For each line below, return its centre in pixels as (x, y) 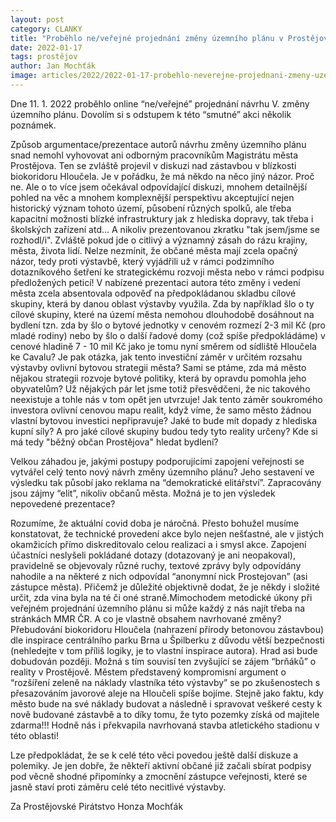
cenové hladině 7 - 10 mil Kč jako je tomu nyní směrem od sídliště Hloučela (163, 346)
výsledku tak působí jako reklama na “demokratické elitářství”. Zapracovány (166, 482)
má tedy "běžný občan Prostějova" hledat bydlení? (114, 442)
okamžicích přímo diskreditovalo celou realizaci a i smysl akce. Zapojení (158, 544)
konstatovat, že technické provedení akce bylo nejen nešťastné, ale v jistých (167, 533)
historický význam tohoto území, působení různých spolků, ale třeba (151, 208)
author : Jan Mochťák (53, 66)
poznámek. (33, 125)
